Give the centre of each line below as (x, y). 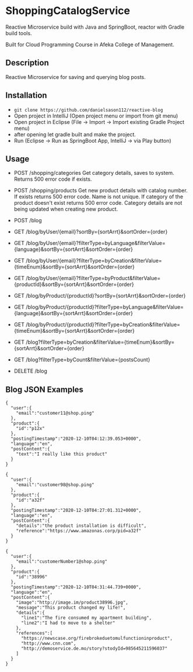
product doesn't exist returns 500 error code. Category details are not (98, 203)
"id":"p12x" (30, 429)
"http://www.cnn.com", (48, 644)
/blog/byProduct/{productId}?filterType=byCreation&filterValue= (103, 325)
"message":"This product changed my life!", (71, 608)
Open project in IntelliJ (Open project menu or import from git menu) (96, 116)
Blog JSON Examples (45, 389)
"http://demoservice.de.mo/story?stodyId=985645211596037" (94, 649)
